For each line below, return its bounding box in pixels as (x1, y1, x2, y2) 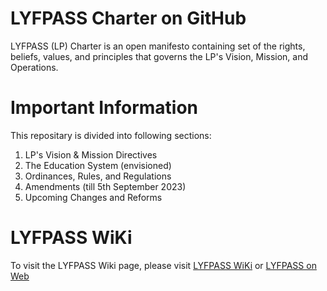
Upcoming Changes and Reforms (24, 191, 163, 203)
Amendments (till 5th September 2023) (24, 180, 187, 192)
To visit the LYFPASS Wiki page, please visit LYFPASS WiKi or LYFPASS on (10, 259, 317, 271)
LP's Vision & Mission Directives (24, 148, 158, 161)
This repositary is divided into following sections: (10, 129, 212, 141)
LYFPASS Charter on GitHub (10, 7, 247, 30)
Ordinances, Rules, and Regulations (24, 170, 172, 182)
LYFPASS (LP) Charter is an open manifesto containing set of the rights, (10, 40, 306, 52)
